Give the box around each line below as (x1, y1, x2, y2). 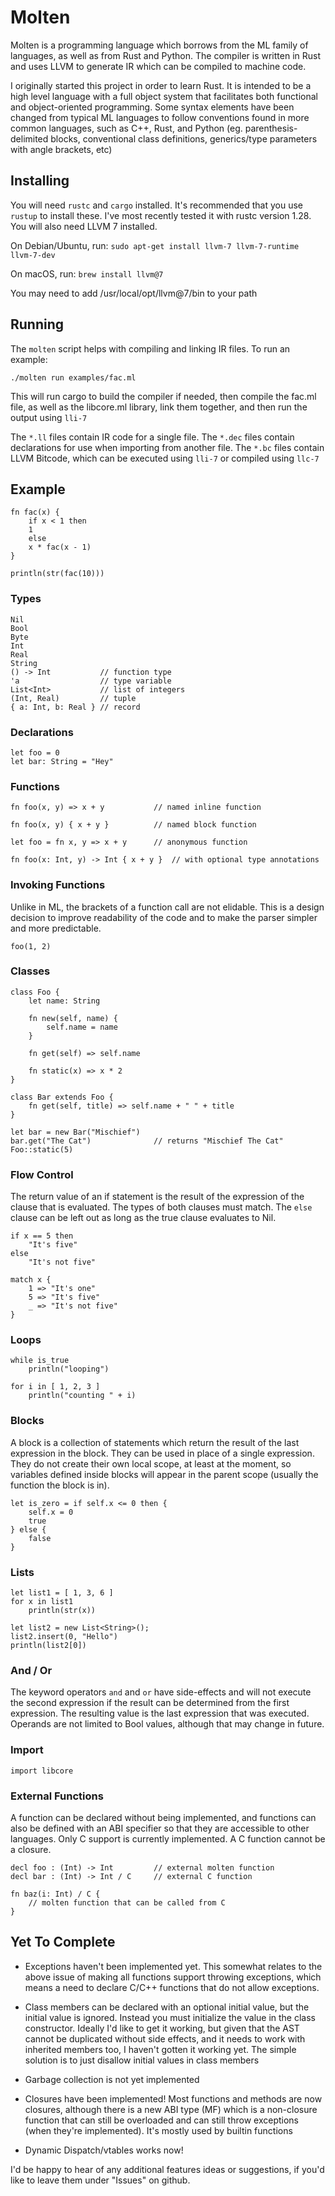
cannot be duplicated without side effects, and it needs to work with (24, 2032, 306, 2045)
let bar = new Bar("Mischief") (10, 1127, 141, 1137)
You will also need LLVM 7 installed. (10, 220, 158, 232)
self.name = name (46, 1022, 118, 1032)
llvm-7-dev (10, 250, 56, 260)
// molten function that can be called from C (28, 1897, 226, 1908)
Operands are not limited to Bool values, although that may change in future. (10, 1718, 325, 1730)
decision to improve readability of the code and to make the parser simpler (10, 911, 318, 923)
